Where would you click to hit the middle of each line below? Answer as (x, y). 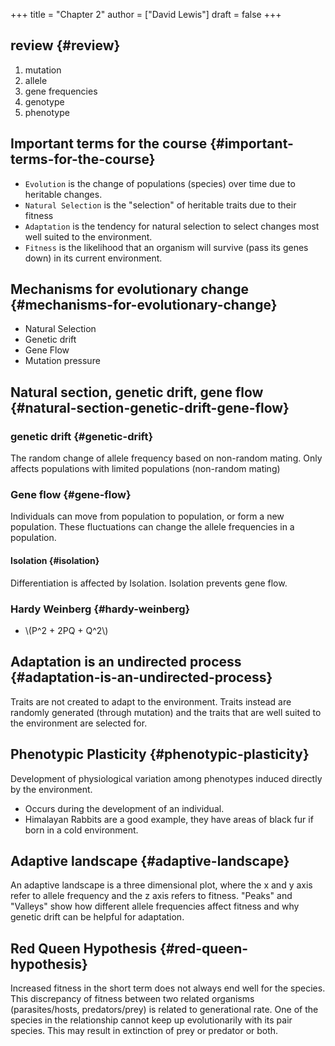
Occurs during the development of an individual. (124, 808)
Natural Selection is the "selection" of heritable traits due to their (160, 205)
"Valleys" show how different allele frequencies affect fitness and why (155, 906)
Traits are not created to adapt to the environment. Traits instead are (151, 701)
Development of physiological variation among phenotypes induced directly (166, 778)
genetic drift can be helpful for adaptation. (97, 917)
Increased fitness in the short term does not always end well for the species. (168, 988)
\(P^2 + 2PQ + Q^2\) (66, 630)
